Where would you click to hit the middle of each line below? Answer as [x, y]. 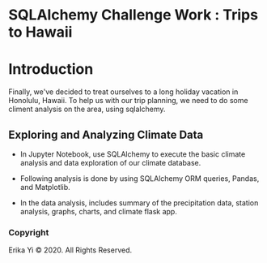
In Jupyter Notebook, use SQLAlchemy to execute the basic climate [133, 154]
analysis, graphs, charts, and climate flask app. [99, 211]
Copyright [29, 232]
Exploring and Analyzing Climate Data [106, 134]
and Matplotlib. [45, 187]
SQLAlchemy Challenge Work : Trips [133, 15]
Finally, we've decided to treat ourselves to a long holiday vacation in [123, 92]
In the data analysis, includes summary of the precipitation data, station [139, 203]
